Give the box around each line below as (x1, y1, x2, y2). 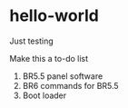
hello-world (9, 5, 100, 26)
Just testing (9, 35, 54, 46)
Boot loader (22, 90, 67, 101)
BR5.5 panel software (22, 70, 103, 82)
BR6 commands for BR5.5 (22, 80, 120, 91)
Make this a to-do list (9, 53, 89, 64)
